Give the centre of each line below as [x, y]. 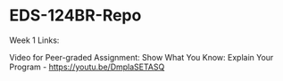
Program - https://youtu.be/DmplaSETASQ [87, 67]
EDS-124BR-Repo [75, 16]
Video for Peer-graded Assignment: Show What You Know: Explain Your [141, 57]
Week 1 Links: [34, 40]
